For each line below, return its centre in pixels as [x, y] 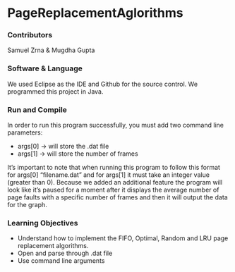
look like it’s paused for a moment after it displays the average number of [113, 190]
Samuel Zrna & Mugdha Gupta [51, 50]
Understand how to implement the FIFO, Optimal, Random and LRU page [123, 238]
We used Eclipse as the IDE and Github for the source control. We [103, 84]
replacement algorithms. [53, 246]
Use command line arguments [61, 261]
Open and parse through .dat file [65, 253]
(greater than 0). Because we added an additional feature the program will [115, 183]
